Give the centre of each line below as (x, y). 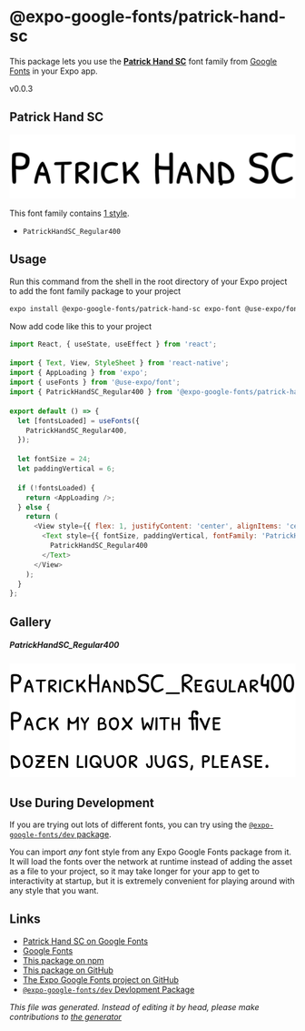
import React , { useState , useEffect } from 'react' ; (113, 344)
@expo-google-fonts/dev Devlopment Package (108, 989)
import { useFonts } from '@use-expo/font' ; (95, 383)
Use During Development (82, 803)
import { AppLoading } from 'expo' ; (79, 373)
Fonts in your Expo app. (54, 71)
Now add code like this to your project (81, 326)
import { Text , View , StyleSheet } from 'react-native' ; (119, 363)
